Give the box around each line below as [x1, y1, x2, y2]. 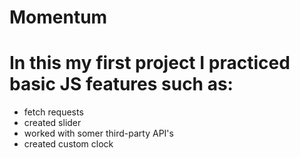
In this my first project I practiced [9, 52, 291, 75]
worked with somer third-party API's [23, 127, 174, 140]
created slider [23, 117, 82, 129]
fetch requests [23, 106, 84, 118]
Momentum [9, 6, 108, 29]
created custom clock [23, 138, 114, 150]
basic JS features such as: [9, 73, 234, 96]
